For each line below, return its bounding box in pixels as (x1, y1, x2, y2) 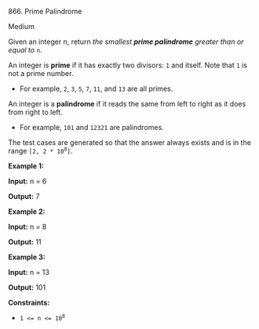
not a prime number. (8, 69, 74, 78)
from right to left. (8, 107, 63, 117)
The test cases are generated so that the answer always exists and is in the (8, 138, 251, 147)
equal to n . (8, 45, 42, 54)
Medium (8, 22, 35, 31)
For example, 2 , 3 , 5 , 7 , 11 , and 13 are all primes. (19, 84, 173, 93)
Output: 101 (8, 283, 46, 292)
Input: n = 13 (8, 268, 49, 277)
